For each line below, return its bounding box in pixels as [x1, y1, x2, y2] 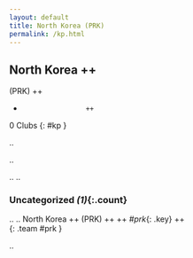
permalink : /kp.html [9, 29, 86, 38]
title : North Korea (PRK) [9, 21, 104, 30]
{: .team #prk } [9, 223, 63, 234]
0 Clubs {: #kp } [9, 121, 67, 131]
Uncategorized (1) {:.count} [9, 194, 128, 207]
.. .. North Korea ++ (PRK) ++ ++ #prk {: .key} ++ [9, 214, 185, 224]
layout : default [9, 12, 69, 22]
